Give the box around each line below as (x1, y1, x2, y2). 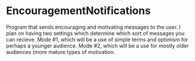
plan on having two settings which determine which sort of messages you (6, 29, 185, 36)
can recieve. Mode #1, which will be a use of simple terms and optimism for (6, 36, 189, 43)
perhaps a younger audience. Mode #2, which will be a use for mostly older (6, 42, 189, 49)
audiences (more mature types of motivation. (6, 48, 116, 55)
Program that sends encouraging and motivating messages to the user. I (6, 23, 181, 30)
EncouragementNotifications (6, 4, 151, 18)
